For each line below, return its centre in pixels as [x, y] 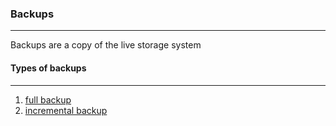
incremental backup [66, 110]
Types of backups [48, 68]
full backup [48, 99]
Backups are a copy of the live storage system [106, 45]
